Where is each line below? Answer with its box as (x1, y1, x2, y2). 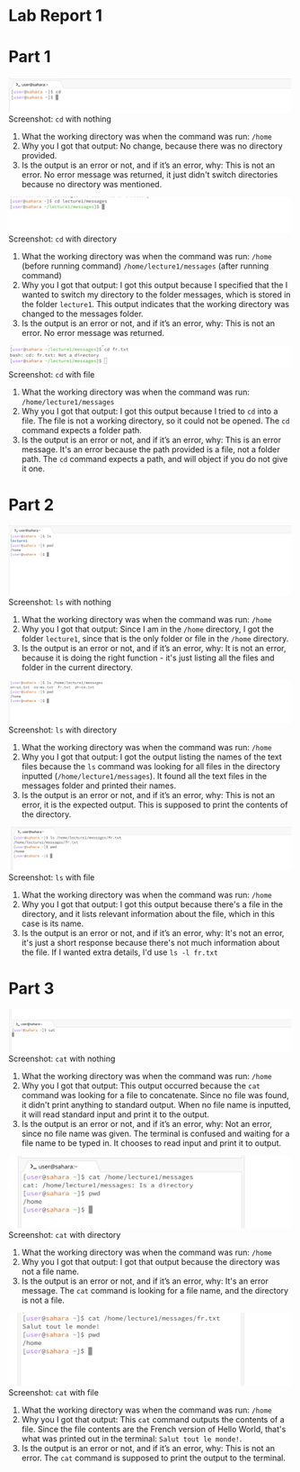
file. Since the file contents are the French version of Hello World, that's (21, 1423, 287, 1434)
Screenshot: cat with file (8, 1386, 100, 1397)
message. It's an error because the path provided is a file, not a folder (21, 443, 280, 455)
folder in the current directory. (21, 662, 134, 673)
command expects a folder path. (21, 424, 143, 435)
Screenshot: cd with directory (8, 233, 118, 244)
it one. (21, 463, 46, 474)
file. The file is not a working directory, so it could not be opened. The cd (21, 415, 290, 426)
